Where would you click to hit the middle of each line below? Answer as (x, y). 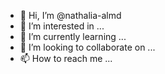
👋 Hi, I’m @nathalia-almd (70, 15)
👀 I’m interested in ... (62, 26)
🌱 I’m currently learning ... (73, 36)
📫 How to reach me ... (66, 58)
